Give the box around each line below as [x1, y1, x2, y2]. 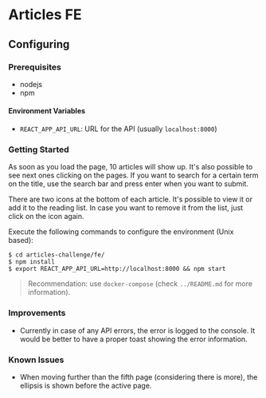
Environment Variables [8, 106, 86, 116]
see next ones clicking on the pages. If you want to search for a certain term [8, 170, 259, 181]
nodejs [19, 79, 42, 89]
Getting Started [8, 144, 69, 155]
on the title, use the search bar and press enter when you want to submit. [8, 179, 249, 189]
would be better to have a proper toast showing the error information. [19, 334, 248, 344]
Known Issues [8, 354, 65, 365]
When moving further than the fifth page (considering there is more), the [19, 372, 258, 381]
